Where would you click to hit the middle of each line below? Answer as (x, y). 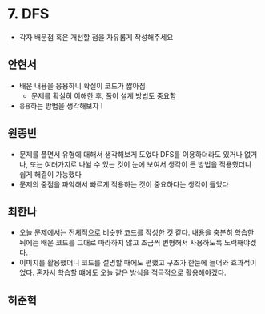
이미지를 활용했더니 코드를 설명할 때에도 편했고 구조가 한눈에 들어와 (124, 263)
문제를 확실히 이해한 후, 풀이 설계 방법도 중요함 (104, 95)
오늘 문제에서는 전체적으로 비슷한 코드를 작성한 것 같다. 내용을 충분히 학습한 (137, 232)
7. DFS (28, 14)
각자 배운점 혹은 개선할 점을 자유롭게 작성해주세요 (96, 37)
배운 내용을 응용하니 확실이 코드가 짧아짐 (82, 86)
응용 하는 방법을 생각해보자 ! (61, 106)
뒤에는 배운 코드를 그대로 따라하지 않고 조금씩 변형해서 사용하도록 (120, 243)
